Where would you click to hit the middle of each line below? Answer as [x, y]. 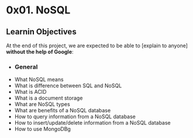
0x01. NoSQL [38, 10]
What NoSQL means [39, 80]
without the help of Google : [40, 52]
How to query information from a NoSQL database [75, 116]
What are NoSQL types [42, 104]
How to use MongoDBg [43, 129]
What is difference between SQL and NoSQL [68, 86]
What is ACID [30, 92]
